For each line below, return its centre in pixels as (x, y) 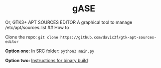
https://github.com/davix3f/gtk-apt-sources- (108, 37)
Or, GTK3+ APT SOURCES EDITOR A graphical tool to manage (69, 22)
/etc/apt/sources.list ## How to (37, 27)
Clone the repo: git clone (32, 37)
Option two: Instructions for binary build (47, 60)
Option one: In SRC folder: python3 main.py (50, 51)
